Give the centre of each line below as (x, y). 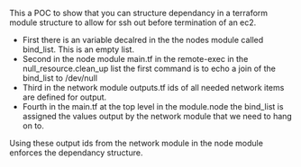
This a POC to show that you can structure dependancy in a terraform (139, 13)
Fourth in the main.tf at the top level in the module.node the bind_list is (153, 106)
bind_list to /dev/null (59, 78)
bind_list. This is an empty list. (78, 49)
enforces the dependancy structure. (76, 153)
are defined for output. (64, 97)
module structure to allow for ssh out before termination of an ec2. (133, 22)
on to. (33, 126)
